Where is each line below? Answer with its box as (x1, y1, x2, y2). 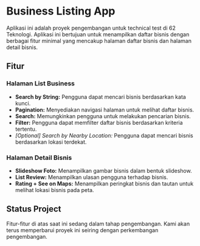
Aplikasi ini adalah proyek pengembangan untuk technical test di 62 (6, 24, 176, 32)
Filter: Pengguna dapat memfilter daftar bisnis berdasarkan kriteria (15, 119, 184, 126)
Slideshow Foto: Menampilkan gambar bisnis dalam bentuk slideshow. (15, 167, 193, 174)
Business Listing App (6, 4, 116, 18)
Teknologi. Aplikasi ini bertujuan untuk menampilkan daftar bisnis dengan (6, 30, 190, 38)
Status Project (6, 204, 62, 214)
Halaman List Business (6, 79, 75, 88)
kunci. (15, 99, 31, 107)
